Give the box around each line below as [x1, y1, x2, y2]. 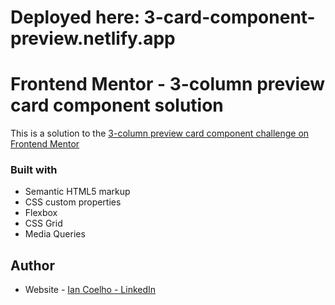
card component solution [10, 94, 224, 117]
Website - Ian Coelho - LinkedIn [24, 284, 157, 296]
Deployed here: [10, 6, 140, 29]
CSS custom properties [24, 196, 122, 208]
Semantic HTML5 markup [24, 186, 131, 198]
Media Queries [24, 228, 86, 240]
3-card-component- [143, 6, 316, 29]
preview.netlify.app [10, 27, 176, 50]
